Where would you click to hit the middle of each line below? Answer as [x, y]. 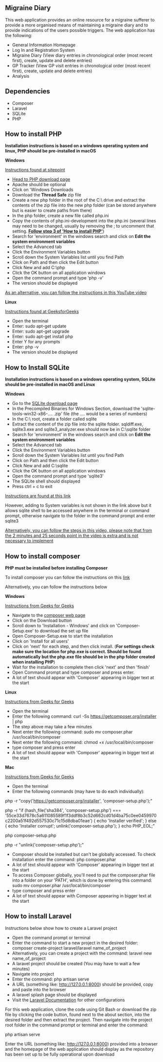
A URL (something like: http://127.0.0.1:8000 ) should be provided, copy [82, 984]
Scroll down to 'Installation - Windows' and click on [63, 626]
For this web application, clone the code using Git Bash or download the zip [81, 1009]
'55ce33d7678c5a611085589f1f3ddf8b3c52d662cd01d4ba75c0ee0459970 [81, 816]
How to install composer [43, 556]
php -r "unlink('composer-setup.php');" [45, 845]
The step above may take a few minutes [52, 727]
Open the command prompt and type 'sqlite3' [58, 476]
